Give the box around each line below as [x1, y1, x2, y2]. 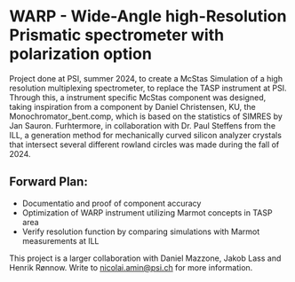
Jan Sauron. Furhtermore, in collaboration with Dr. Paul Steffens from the [9, 120, 276, 130]
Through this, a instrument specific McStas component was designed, [9, 91, 267, 103]
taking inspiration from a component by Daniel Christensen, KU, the [9, 101, 256, 112]
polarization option [9, 44, 153, 64]
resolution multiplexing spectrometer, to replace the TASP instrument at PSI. [9, 82, 287, 93]
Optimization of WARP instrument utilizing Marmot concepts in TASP [21, 207, 273, 218]
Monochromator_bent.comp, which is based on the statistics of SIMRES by [9, 111, 283, 121]
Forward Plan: [9, 175, 89, 190]
